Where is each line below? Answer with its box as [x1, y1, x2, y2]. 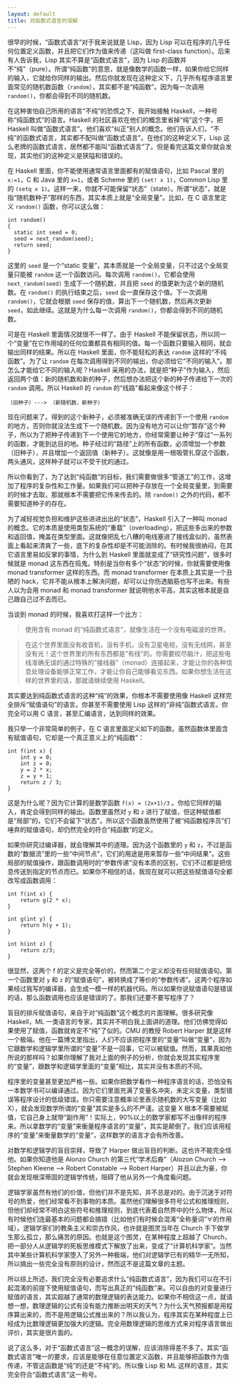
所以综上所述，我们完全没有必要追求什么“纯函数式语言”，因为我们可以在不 [7, 1274, 226, 1283]
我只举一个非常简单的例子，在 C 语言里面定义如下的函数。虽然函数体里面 [7, 724, 223, 733]
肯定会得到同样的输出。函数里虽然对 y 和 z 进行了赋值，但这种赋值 [19, 807, 216, 815]
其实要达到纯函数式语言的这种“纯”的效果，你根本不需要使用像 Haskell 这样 [7, 691, 226, 700]
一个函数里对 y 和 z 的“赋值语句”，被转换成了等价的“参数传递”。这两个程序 [7, 975, 226, 983]
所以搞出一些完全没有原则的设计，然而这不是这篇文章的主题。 [7, 1259, 189, 1268]
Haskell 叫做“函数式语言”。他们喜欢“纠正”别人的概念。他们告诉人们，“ [7, 124, 214, 133]
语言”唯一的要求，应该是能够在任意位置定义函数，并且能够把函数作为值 [19, 1352, 230, 1361]
